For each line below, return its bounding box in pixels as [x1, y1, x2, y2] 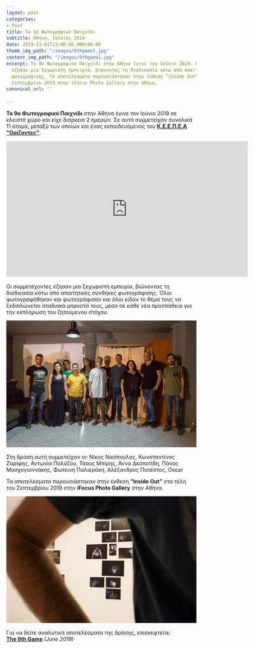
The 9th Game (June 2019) [6, 635, 74, 643]
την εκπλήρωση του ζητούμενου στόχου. [6, 308, 109, 316]
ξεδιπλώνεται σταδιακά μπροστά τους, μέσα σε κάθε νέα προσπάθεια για [6, 302, 192, 309]
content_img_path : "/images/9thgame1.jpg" [6, 54, 115, 60]
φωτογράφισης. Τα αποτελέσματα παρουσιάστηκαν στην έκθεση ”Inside [11, 73, 185, 80]
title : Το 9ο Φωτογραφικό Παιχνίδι [6, 29, 96, 35]
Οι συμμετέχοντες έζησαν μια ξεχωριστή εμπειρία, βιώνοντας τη [6, 283, 170, 290]
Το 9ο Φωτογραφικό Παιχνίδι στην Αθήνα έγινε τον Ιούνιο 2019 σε [6, 110, 177, 117]
